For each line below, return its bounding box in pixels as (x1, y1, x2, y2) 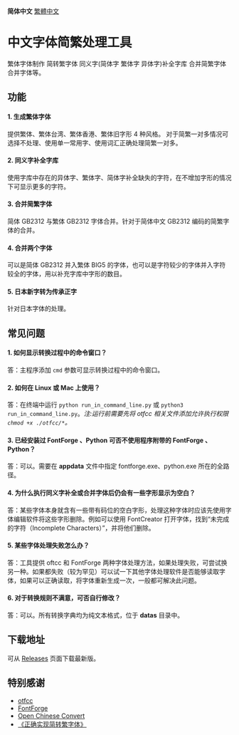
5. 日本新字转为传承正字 (7, 287, 77, 296)
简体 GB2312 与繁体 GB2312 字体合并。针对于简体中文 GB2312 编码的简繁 (7, 217, 223, 225)
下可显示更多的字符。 (7, 182, 70, 191)
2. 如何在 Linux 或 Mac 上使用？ (7, 383, 101, 392)
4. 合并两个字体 (7, 244, 53, 252)
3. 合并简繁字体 (7, 199, 53, 209)
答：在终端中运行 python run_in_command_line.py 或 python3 (7, 400, 184, 409)
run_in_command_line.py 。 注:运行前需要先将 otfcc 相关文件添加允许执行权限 (7, 410, 229, 418)
